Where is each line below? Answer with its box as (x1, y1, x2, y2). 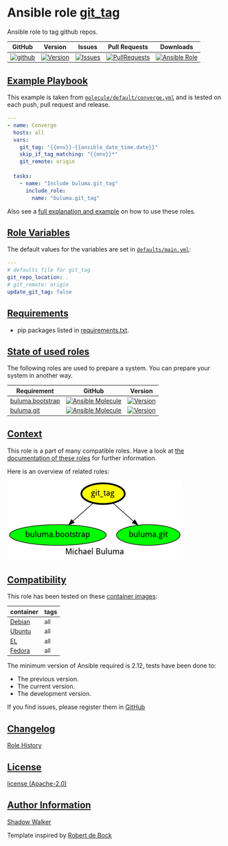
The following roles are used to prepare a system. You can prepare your (7, 364, 211, 373)
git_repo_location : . (7, 274, 69, 281)
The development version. (16, 690, 91, 698)
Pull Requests (107, 43, 149, 51)
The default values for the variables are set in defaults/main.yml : (7, 245, 191, 254)
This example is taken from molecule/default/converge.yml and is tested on (7, 93, 222, 101)
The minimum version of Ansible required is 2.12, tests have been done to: (7, 661, 216, 670)
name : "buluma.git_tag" (32, 194, 100, 201)
